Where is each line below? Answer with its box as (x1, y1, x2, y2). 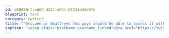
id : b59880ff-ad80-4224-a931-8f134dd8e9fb (5, 7, 96, 12)
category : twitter (5, 16, 44, 21)
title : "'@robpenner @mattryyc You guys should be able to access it (5, 21, 154, 26)
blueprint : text (5, 12, 39, 17)
